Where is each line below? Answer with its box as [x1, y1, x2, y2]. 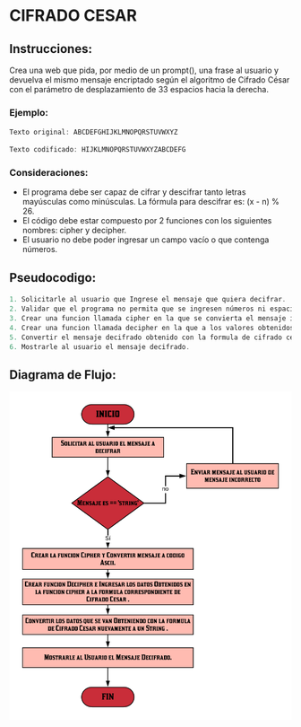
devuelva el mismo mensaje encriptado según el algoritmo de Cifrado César [9, 74, 290, 85]
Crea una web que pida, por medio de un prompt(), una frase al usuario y [9, 65, 279, 75]
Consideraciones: [9, 166, 89, 179]
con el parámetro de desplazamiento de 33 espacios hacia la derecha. [9, 84, 270, 94]
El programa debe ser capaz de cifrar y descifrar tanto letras [21, 187, 246, 197]
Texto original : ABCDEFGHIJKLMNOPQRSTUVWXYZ [9, 127, 178, 137]
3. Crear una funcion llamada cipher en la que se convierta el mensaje [9, 313, 287, 323]
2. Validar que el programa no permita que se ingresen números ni [9, 304, 267, 314]
